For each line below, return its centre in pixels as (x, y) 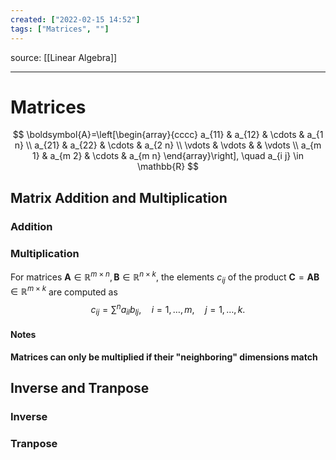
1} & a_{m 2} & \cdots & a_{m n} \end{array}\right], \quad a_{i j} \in (168, 156)
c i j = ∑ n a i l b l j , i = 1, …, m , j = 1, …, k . (168, 310)
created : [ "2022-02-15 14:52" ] (75, 19)
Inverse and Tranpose (80, 388)
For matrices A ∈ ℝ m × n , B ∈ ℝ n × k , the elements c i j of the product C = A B (165, 277)
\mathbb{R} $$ (168, 167)
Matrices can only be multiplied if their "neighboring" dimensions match (164, 357)
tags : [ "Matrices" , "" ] (60, 29)
